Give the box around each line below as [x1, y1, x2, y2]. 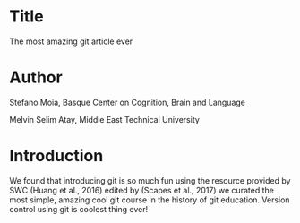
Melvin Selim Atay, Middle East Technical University [9, 114, 200, 124]
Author [9, 67, 63, 88]
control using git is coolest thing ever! [9, 203, 149, 214]
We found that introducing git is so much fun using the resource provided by [9, 175, 291, 185]
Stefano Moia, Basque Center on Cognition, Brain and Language [9, 97, 246, 107]
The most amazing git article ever [9, 36, 133, 47]
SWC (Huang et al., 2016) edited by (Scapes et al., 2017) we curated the [9, 184, 275, 195]
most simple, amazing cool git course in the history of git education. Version [9, 194, 290, 205]
